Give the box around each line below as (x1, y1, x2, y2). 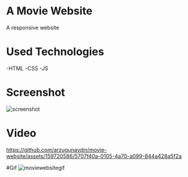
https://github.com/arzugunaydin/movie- (6, 146, 107, 153)
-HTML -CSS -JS (6, 65, 48, 72)
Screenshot (6, 86, 65, 99)
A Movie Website (6, 4, 93, 18)
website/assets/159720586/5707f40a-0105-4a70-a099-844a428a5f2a (6, 152, 182, 160)
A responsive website (6, 24, 60, 31)
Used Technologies (6, 45, 105, 59)
